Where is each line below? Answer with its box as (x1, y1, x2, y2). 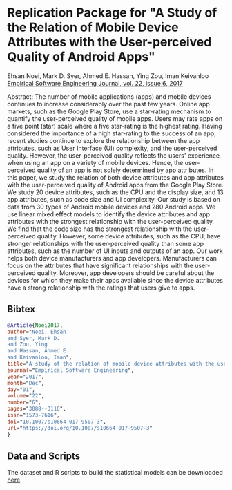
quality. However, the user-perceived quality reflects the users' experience (7, 151, 220, 160)
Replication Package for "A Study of (7, 5, 217, 21)
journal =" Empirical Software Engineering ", (7, 366, 135, 374)
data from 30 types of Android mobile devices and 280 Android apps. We (7, 202, 216, 211)
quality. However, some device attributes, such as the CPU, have (37, 232, 221, 240)
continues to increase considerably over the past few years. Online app (7, 100, 211, 108)
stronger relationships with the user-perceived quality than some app (7, 239, 204, 247)
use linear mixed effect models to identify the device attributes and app (7, 209, 211, 218)
